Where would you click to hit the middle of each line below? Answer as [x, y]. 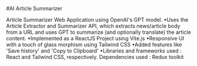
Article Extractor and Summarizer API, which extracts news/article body [93, 26]
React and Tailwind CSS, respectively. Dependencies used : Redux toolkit [95, 57]
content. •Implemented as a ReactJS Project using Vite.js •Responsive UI [95, 38]
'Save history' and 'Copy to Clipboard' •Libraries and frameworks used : [94, 51]
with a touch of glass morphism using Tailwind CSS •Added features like [94, 44]
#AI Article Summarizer [35, 8]
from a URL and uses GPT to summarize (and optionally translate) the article [99, 32]
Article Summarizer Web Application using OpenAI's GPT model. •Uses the [97, 20]
